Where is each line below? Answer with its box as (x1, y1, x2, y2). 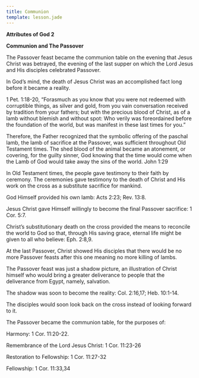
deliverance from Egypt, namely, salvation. (6, 277, 110, 285)
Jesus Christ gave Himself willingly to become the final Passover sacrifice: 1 (6, 205, 192, 212)
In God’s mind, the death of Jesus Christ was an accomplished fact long (6, 78, 182, 85)
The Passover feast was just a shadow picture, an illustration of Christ (6, 265, 177, 272)
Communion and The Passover (6, 42, 84, 49)
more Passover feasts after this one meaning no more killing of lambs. (6, 254, 177, 261)
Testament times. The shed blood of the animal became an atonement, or (6, 145, 186, 152)
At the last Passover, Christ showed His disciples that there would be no (6, 247, 182, 254)
